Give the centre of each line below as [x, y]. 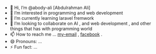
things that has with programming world [51, 29]
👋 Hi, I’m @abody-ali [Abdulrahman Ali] [50, 8]
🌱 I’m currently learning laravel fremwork [52, 18]
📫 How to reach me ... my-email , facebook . [56, 34]
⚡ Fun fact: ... [23, 47]
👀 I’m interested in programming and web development [66, 13]
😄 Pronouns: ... [26, 41]
